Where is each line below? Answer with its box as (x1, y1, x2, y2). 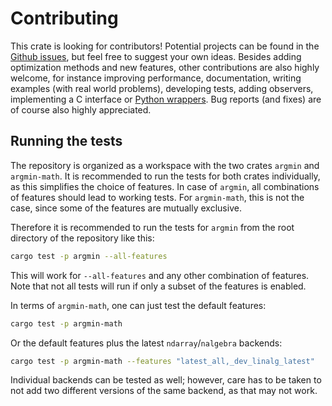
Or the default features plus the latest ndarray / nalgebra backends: (10, 337, 283, 349)
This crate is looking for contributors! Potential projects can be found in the (10, 40, 320, 52)
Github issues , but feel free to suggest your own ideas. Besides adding (10, 50, 302, 62)
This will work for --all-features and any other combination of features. (10, 269, 310, 281)
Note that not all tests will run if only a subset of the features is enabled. (10, 280, 307, 292)
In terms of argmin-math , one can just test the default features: (10, 299, 267, 311)
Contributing (10, 7, 119, 30)
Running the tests (10, 133, 123, 150)
